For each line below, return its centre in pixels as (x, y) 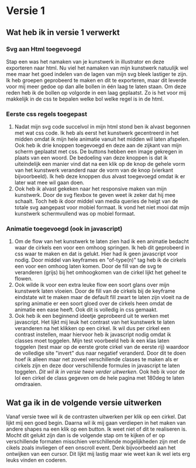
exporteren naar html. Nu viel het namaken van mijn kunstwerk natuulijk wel (97, 68)
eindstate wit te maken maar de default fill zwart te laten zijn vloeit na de (102, 297)
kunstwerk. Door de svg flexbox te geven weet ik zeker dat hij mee (95, 195)
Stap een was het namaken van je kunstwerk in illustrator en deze (85, 61)
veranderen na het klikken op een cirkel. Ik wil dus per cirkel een (92, 328)
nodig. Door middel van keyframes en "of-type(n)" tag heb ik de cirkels (100, 260)
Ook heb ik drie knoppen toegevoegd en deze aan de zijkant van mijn (98, 145)
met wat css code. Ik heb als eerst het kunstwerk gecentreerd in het (97, 133)
